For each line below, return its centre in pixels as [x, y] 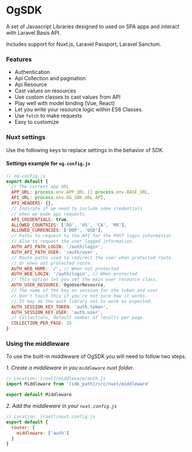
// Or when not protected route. [52, 263]
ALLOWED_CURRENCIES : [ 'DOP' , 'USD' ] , [57, 230]
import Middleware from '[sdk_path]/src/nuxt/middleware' [78, 384]
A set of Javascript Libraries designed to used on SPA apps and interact [93, 26]
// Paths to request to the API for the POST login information [91, 236]
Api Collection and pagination [50, 78]
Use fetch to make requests [48, 116]
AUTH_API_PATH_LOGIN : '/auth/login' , [57, 247]
